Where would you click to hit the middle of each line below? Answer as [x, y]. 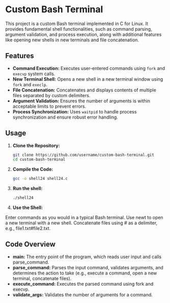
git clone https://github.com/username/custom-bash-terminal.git [83, 155]
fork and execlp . [30, 84]
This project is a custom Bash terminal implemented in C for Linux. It [77, 24]
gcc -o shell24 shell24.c [40, 179]
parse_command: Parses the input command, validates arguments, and [88, 267]
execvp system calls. [34, 74]
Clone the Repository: [36, 145]
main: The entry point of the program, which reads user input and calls [87, 257]
